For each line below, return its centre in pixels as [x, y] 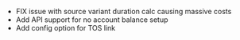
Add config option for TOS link [66, 28]
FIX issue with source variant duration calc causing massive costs [124, 11]
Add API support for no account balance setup [92, 20]
